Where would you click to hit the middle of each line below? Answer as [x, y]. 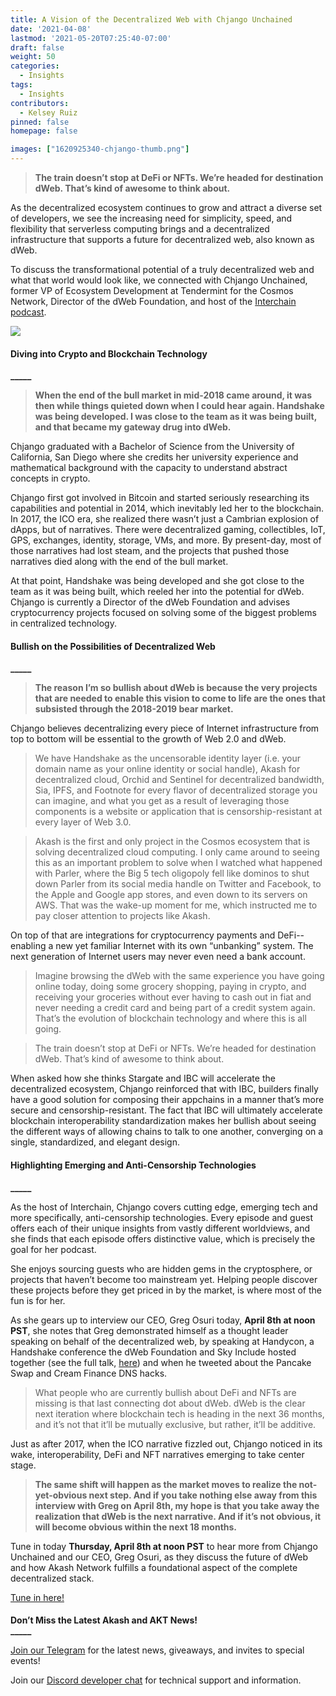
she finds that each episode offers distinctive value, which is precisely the [163, 1238]
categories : [35, 66]
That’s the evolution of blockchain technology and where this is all [170, 1018]
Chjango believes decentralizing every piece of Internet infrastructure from [165, 728]
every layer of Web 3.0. [83, 822]
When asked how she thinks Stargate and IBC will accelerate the [143, 1078]
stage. [23, 1465]
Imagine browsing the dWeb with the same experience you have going [179, 976]
